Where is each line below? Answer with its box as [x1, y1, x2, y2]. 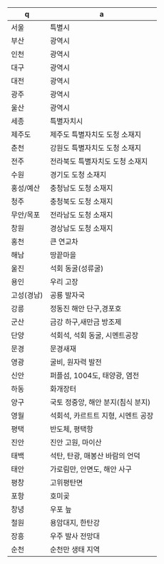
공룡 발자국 [49, 291, 86, 300]
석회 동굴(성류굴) [49, 263, 104, 273]
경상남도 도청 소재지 [49, 223, 113, 233]
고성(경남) [11, 291, 43, 300]
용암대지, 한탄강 [49, 518, 101, 528]
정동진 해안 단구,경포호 [49, 303, 122, 313]
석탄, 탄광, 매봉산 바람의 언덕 [49, 451, 140, 460]
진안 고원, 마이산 [49, 438, 102, 447]
